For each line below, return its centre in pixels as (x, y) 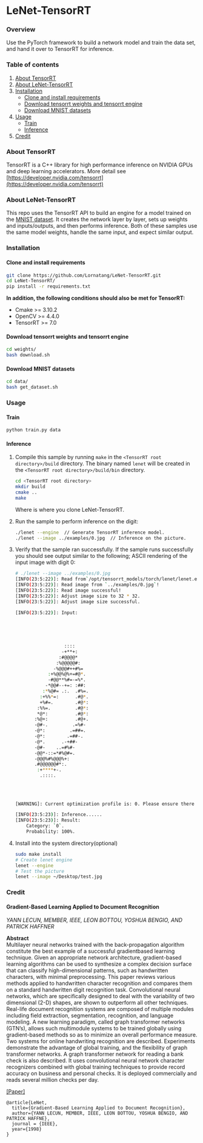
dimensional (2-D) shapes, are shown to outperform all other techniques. (97, 1002)
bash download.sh (28, 355)
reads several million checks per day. (52, 1080)
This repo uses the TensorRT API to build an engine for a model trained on (99, 213)
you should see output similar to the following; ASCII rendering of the (101, 556)
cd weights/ (21, 350)
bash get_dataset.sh (32, 387)
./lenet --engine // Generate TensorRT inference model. (90, 532)
